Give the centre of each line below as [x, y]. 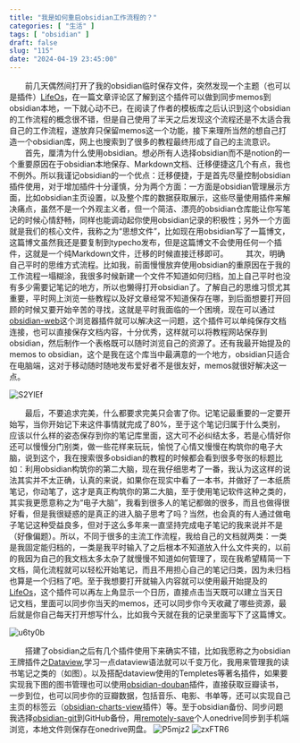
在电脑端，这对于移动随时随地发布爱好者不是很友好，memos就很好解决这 [144, 365]
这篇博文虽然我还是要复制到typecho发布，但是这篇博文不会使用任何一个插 [146, 242]
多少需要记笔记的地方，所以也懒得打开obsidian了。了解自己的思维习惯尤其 [154, 287]
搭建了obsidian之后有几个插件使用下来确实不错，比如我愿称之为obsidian [158, 651]
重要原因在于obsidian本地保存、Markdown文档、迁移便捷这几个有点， [146, 164]
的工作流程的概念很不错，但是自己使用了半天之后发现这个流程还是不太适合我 [150, 119]
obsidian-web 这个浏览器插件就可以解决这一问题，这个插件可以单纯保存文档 [148, 320]
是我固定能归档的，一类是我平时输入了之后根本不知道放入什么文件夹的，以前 [150, 547]
